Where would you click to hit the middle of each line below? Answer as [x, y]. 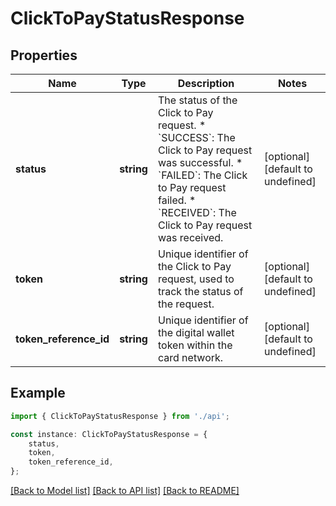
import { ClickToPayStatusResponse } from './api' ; [120, 416]
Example [38, 393]
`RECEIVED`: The [197, 212]
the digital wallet [196, 332]
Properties [44, 55]
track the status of [200, 291]
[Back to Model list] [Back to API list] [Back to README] [125, 491]
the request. [186, 304]
